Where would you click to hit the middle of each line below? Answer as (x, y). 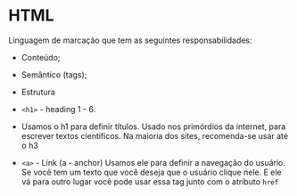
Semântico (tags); (54, 74)
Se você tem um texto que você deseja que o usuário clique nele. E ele (151, 172)
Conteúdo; (41, 57)
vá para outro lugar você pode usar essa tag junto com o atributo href (150, 181)
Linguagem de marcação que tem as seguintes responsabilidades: (130, 40)
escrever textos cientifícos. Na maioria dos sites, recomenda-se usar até (155, 135)
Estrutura (38, 92)
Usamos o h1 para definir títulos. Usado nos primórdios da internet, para (153, 127)
